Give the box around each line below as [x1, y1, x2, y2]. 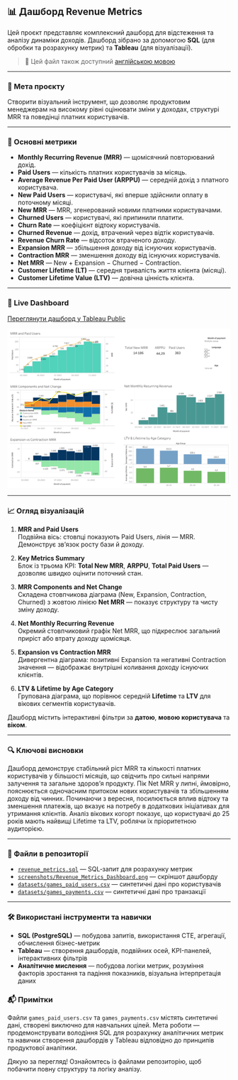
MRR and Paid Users [17, 524, 79, 534]
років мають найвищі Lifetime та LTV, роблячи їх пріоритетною [7, 817, 197, 825]
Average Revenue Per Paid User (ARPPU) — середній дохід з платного [17, 176, 229, 184]
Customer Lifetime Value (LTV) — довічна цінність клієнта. [17, 274, 195, 282]
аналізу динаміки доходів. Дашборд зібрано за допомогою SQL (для [7, 35, 215, 44]
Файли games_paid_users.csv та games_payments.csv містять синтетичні [7, 1013, 218, 1022]
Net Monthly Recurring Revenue [17, 619, 115, 627]
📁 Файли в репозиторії [7, 849, 89, 859]
